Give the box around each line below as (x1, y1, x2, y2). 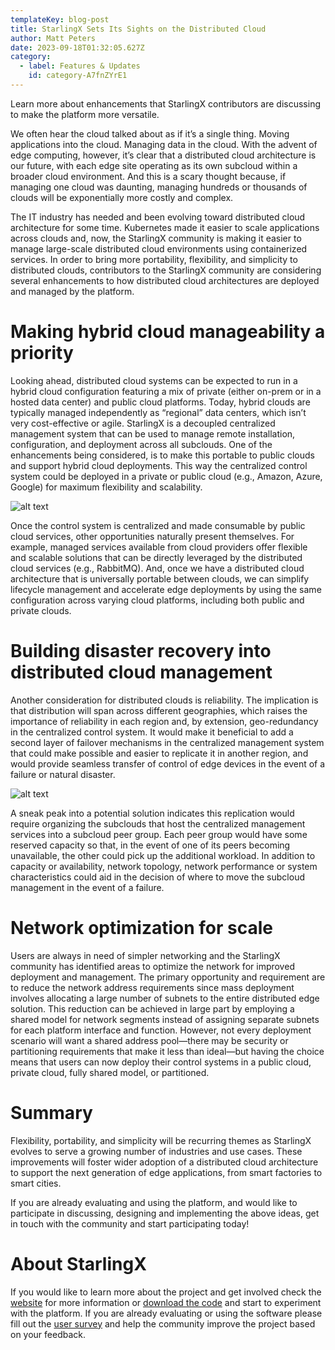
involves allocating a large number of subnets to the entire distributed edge (10, 992, 320, 1004)
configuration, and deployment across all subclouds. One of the (10, 438, 273, 450)
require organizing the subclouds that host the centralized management (10, 817, 306, 830)
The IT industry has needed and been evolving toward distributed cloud (10, 211, 306, 223)
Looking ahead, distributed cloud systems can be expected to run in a (10, 374, 298, 386)
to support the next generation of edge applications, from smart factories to (10, 1166, 323, 1178)
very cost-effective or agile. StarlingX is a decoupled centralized (10, 417, 276, 429)
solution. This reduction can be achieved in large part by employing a (10, 1002, 295, 1015)
